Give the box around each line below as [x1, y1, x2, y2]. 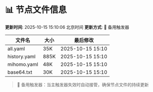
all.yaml [7, 45, 25, 52]
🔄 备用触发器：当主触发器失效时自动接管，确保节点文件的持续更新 [17, 81, 149, 87]
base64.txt [7, 68, 33, 75]
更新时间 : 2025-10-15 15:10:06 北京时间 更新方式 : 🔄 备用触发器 [5, 24, 130, 30]
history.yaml [7, 53, 35, 60]
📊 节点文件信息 [5, 4, 67, 15]
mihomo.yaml [7, 61, 38, 67]
